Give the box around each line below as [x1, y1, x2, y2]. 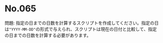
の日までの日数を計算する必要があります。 [4, 32, 91, 38]
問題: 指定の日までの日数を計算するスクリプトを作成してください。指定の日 [4, 20, 159, 26]
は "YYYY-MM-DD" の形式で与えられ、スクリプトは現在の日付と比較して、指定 [4, 26, 157, 32]
